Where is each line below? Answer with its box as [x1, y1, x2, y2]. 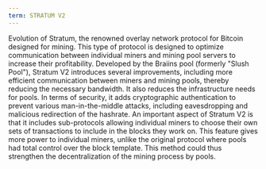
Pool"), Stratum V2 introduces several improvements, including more [8, 67, 233, 76]
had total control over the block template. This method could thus [8, 143, 222, 152]
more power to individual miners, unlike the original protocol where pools [8, 134, 247, 144]
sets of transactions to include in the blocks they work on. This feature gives [8, 126, 258, 136]
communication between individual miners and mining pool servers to [8, 50, 236, 60]
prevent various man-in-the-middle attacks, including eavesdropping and [8, 101, 249, 110]
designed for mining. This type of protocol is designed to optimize [8, 41, 224, 52]
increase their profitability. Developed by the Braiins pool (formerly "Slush [8, 59, 249, 68]
